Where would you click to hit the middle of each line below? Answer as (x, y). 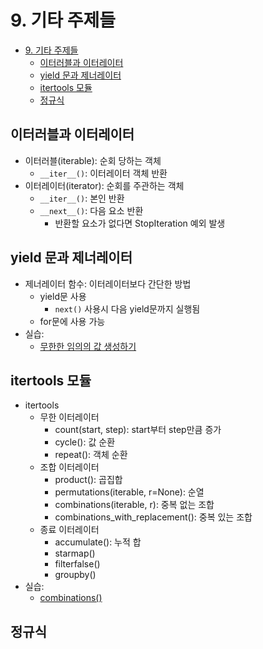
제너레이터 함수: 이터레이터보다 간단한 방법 (108, 283)
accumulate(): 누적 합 (98, 542)
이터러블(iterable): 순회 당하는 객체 (93, 160)
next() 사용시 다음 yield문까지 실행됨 (127, 308)
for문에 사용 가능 (72, 321)
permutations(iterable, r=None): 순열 (129, 492)
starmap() (75, 553)
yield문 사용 (63, 296)
